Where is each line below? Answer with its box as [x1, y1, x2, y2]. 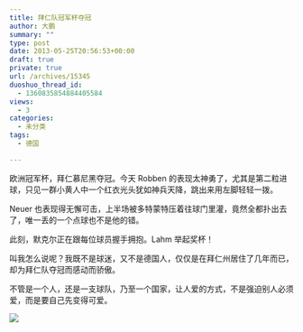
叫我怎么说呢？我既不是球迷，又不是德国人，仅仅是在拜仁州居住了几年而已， [9, 253, 294, 263]
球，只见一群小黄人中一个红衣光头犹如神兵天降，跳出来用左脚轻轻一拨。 [9, 184, 278, 195]
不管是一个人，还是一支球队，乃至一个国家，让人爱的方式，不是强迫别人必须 [9, 283, 294, 294]
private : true [9, 64, 63, 73]
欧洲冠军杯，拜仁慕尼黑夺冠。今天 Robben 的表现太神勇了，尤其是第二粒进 [9, 172, 288, 183]
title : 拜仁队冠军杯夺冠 [9, 13, 92, 23]
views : [9, 97, 34, 106]
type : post [9, 38, 50, 48]
